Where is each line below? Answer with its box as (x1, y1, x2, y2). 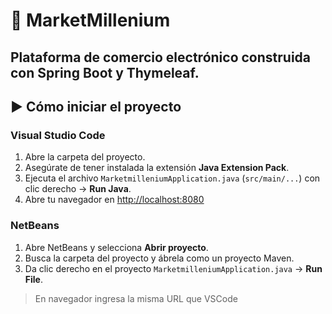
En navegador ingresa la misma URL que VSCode (34, 292, 238, 304)
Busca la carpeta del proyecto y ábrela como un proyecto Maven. (24, 252, 295, 264)
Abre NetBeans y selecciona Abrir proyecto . (24, 241, 209, 253)
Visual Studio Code (10, 128, 106, 142)
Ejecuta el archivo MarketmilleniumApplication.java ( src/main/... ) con (24, 172, 321, 184)
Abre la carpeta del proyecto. (24, 151, 146, 163)
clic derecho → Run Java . (24, 183, 132, 195)
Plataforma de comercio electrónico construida (10, 49, 312, 66)
